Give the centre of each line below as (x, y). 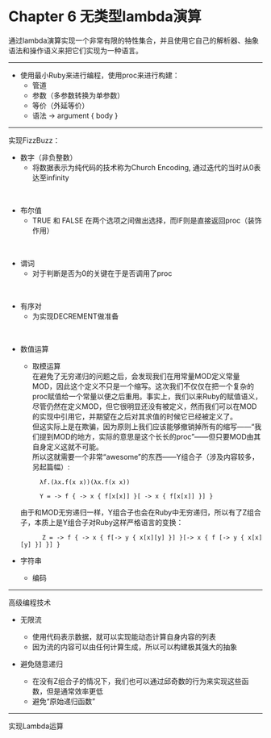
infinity (58, 177)
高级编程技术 (29, 602)
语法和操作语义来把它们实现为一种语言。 (75, 50)
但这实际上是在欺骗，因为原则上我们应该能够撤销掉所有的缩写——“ (143, 426)
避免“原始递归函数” (63, 701)
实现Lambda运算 (36, 726)
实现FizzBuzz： (34, 140)
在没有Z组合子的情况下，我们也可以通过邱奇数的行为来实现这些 (137, 681)
